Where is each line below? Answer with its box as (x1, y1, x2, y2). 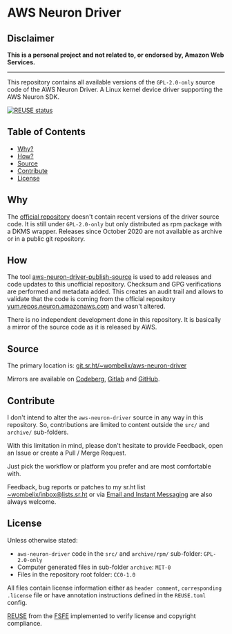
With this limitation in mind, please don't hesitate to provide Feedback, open (7, 442, 223, 450)
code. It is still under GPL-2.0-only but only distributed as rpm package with (7, 219, 222, 228)
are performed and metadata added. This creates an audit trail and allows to (7, 287, 224, 296)
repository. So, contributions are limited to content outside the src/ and (7, 421, 210, 429)
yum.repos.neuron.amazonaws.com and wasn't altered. (7, 302, 166, 311)
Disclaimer (7, 33, 55, 44)
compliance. (7, 619, 43, 627)
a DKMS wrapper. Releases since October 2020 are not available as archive (7, 227, 222, 235)
